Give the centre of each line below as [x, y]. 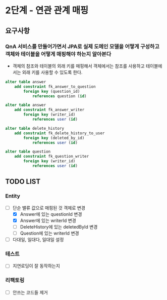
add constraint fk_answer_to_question [55, 87]
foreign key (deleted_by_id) [54, 138]
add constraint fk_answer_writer [49, 110]
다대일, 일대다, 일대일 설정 [38, 239]
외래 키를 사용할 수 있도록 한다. [52, 72]
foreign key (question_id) [52, 91]
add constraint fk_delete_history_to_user [60, 133]
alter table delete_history [35, 128]
